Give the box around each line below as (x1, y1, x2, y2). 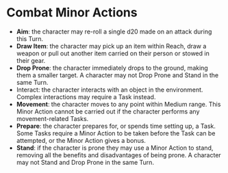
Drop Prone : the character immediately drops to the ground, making (16, 64, 208, 72)
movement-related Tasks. (16, 114, 89, 122)
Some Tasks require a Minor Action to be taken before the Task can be (16, 129, 216, 137)
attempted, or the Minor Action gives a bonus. (16, 136, 147, 144)
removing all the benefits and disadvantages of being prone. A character (16, 150, 222, 159)
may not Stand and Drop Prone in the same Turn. (16, 158, 155, 166)
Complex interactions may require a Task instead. (16, 92, 156, 101)
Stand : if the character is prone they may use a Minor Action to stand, (16, 144, 214, 152)
